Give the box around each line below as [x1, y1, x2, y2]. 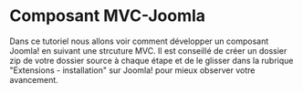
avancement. [9, 74, 59, 85]
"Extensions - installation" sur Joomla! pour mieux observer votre [9, 65, 256, 76]
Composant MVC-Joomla [9, 5, 206, 26]
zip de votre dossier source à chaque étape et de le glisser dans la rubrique [9, 55, 294, 66]
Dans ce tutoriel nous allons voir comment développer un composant [9, 36, 269, 46]
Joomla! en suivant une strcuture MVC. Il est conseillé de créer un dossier [9, 45, 287, 56]
